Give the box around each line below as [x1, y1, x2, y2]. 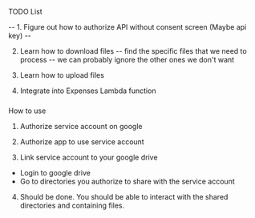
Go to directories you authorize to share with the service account [19, 176, 235, 186]
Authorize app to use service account [19, 136, 144, 147]
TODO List [8, 7, 42, 16]
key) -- [8, 31, 32, 40]
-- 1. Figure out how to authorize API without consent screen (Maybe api [8, 22, 247, 31]
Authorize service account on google [19, 121, 143, 131]
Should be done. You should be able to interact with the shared [19, 192, 229, 201]
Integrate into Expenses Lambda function [19, 86, 156, 95]
